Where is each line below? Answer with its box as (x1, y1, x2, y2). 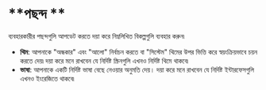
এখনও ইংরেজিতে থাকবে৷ (19, 73, 75, 83)
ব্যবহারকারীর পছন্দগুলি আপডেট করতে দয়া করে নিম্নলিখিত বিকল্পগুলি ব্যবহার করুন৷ (8, 31, 185, 40)
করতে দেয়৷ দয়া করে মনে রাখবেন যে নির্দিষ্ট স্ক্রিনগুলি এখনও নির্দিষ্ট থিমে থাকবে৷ (19, 56, 189, 66)
